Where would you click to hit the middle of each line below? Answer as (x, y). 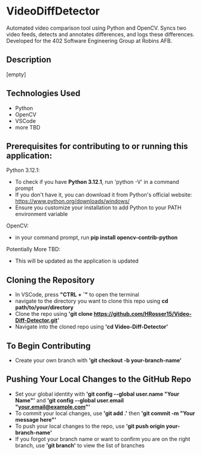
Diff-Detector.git (36, 320)
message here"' (36, 419)
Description (29, 60)
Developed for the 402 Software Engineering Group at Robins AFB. (89, 41)
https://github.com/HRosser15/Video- (142, 314)
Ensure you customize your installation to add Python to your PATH (98, 208)
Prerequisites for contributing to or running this (97, 146)
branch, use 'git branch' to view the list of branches (80, 445)
